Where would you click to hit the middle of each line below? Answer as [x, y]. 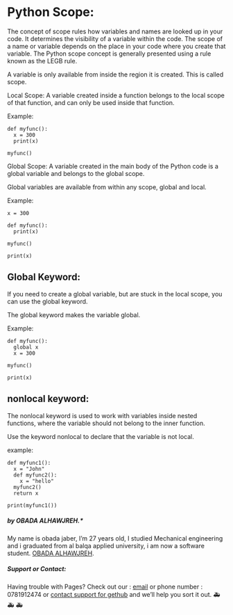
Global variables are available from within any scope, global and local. [107, 187]
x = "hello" [37, 481]
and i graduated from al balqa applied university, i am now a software [106, 545]
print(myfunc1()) [32, 505]
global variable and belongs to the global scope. [76, 173]
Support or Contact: [37, 569]
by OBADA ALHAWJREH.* [45, 521]
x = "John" [29, 469]
